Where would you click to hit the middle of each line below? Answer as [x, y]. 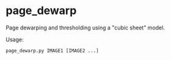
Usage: [15, 39]
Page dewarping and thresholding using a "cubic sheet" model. [85, 28]
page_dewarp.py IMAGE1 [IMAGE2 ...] [52, 51]
